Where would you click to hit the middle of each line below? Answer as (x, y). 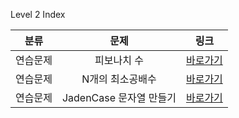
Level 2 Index (38, 14)
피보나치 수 (119, 60)
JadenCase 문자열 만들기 (119, 97)
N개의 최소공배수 (119, 79)
